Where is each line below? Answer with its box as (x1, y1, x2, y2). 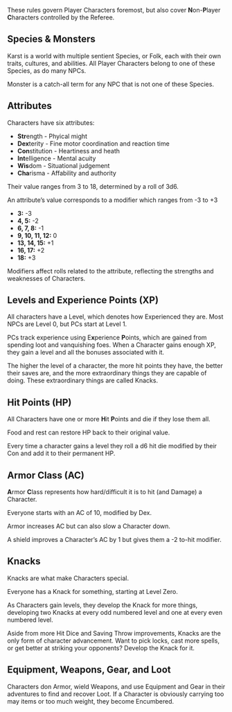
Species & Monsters (7, 33, 96, 45)
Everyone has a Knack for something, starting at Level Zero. (7, 587, 178, 595)
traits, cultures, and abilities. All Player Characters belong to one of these (7, 59, 215, 67)
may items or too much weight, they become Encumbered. (7, 697, 175, 705)
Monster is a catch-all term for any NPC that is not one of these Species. (7, 80, 215, 88)
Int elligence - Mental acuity (17, 154, 96, 162)
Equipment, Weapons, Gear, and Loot (7, 664, 171, 676)
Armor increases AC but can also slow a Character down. (7, 522, 171, 530)
